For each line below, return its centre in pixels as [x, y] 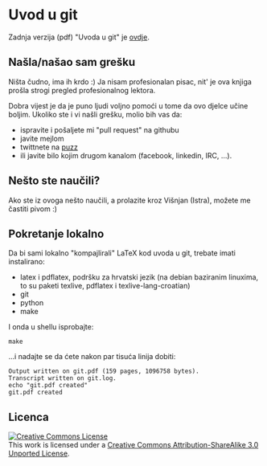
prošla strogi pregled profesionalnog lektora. [82, 90]
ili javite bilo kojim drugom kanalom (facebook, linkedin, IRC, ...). [126, 155]
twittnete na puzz [49, 147]
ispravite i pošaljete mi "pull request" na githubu [99, 129]
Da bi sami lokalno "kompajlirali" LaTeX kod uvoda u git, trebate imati [122, 253]
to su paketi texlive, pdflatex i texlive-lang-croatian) [105, 286]
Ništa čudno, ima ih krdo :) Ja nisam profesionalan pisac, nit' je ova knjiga [130, 81]
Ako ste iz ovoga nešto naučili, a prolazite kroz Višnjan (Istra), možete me [129, 200]
